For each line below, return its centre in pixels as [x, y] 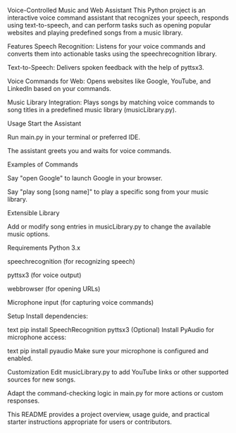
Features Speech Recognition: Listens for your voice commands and [106, 46]
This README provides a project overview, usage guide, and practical [108, 414]
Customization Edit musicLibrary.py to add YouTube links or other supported [118, 372]
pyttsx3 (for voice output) [44, 275]
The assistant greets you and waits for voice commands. [89, 151]
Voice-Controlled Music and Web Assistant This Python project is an [106, 10]
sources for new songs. [42, 379]
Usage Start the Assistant [44, 123]
